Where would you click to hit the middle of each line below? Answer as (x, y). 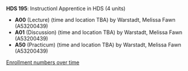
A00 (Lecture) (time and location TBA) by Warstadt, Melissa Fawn (95, 20)
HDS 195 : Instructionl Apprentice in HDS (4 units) (66, 9)
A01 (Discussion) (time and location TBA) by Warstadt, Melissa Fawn (98, 32)
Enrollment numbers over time (43, 62)
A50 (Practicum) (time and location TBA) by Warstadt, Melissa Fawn (98, 45)
